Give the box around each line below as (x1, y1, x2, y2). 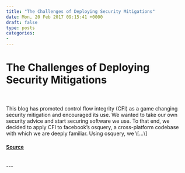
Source (6, 143, 25, 150)
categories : (6, 30, 35, 36)
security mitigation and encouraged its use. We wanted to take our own (6, 111, 178, 118)
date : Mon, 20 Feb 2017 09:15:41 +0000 (6, 14, 103, 20)
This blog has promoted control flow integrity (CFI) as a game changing (6, 105, 178, 112)
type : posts (6, 25, 35, 31)
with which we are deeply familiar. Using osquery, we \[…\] (6, 130, 148, 137)
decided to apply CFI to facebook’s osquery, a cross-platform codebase (6, 123, 179, 130)
